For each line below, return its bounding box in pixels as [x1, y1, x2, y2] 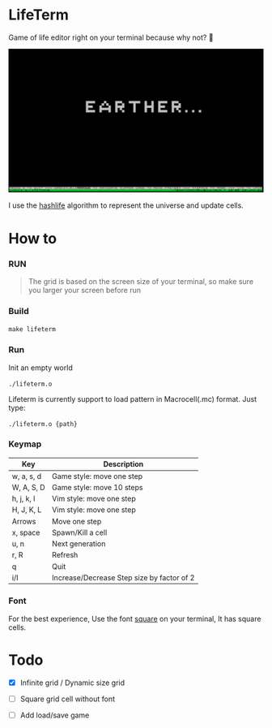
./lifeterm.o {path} [8, 420, 79, 428]
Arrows [11, 516, 36, 526]
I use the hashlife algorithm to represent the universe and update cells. [8, 200, 244, 210]
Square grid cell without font [19, 694, 116, 704]
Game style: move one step [52, 471, 143, 480]
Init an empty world [8, 363, 73, 373]
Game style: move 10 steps [52, 482, 143, 492]
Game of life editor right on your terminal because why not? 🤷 [8, 32, 214, 42]
